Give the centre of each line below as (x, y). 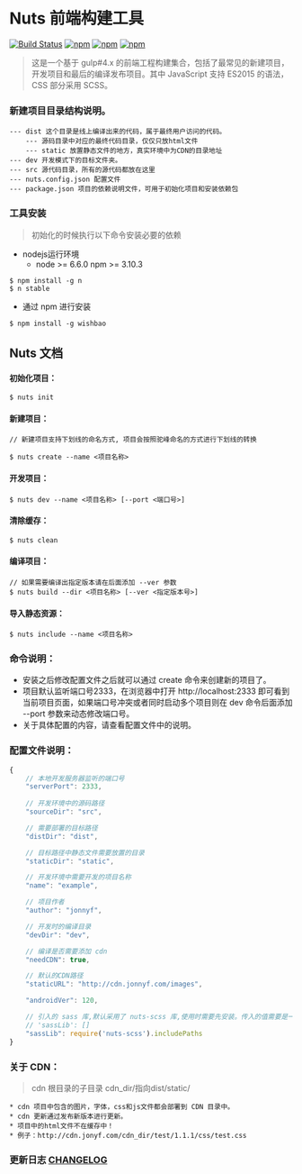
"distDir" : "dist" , (62, 836)
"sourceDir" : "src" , (64, 812)
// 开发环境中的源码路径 (65, 804)
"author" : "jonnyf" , (64, 911)
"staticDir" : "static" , (70, 861)
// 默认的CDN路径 (54, 976)
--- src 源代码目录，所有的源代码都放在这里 (82, 170)
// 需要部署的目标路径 (62, 828)
